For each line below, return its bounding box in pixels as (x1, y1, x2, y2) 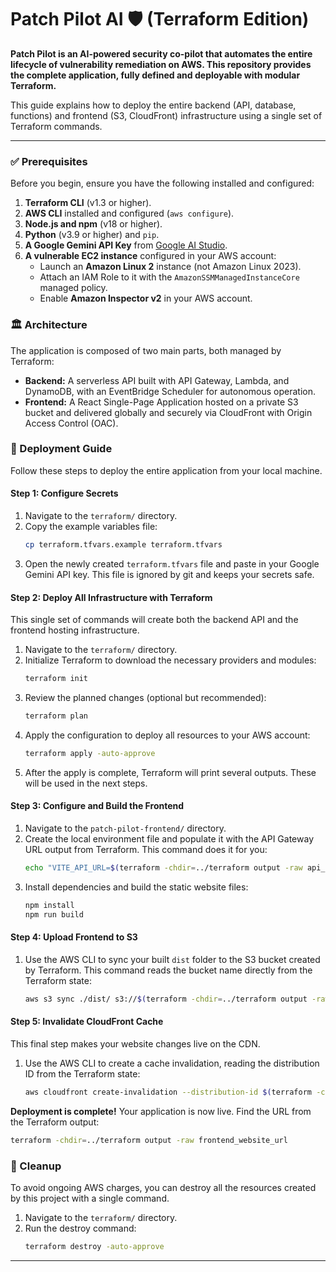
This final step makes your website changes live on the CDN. (10, 1037, 261, 1050)
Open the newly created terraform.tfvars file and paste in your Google (24, 557, 320, 570)
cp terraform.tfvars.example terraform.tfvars (24, 540, 223, 550)
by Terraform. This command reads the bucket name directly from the (24, 964, 313, 976)
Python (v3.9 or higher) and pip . (24, 229, 160, 241)
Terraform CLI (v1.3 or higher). (24, 197, 152, 209)
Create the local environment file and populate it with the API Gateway (24, 832, 315, 845)
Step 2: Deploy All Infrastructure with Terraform (10, 591, 213, 603)
